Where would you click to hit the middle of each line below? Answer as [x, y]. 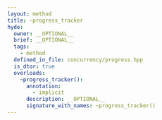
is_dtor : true [34, 66]
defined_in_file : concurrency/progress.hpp [78, 60]
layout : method [30, 14]
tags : [22, 47]
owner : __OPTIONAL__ [44, 34]
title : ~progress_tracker [45, 20]
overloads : [30, 73]
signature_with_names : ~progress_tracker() [91, 106]
